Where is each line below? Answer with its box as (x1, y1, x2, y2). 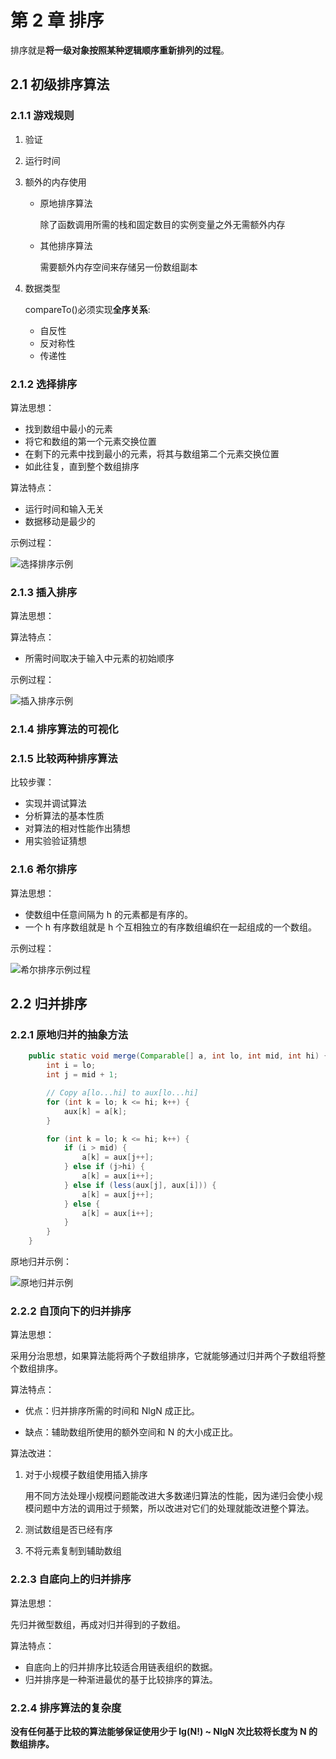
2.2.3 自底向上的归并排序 (10, 1572, 132, 1586)
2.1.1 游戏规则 (10, 109, 75, 123)
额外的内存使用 (24, 176, 87, 188)
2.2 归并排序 (10, 996, 88, 1013)
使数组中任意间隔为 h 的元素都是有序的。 (24, 908, 193, 920)
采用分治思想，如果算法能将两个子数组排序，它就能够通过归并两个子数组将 (10, 1350, 317, 1362)
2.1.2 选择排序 (10, 377, 78, 391)
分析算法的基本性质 (24, 810, 105, 822)
